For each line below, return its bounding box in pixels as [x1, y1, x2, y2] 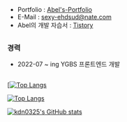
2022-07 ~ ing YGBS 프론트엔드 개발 [17, 60, 121, 69]
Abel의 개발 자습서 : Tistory [17, 21, 94, 30]
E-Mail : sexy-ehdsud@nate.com [17, 13, 112, 21]
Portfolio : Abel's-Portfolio [17, 6, 93, 14]
